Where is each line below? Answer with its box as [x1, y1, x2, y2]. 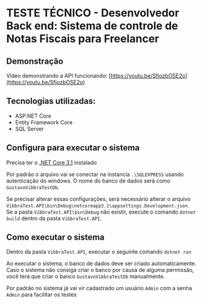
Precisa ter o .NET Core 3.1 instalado [6, 158, 97, 166]
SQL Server [15, 125, 44, 132]
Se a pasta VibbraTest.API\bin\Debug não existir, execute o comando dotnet [6, 208, 197, 215]
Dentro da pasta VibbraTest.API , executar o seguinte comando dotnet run [6, 248, 192, 255]
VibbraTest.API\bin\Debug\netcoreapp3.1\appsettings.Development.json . [6, 201, 189, 209]
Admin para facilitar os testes [6, 291, 77, 299]
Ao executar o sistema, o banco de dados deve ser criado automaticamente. [6, 260, 197, 267]
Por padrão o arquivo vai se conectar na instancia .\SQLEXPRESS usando [6, 171, 184, 178]
